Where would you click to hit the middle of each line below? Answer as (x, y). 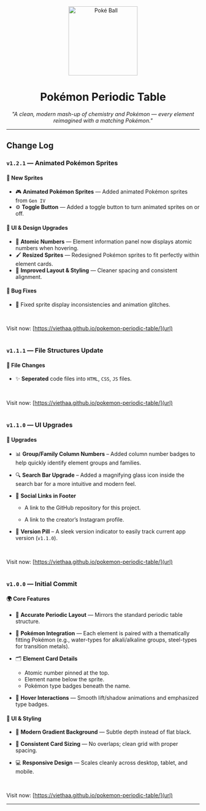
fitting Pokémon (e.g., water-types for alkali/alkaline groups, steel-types (106, 640)
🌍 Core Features (28, 599)
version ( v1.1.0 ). (36, 538)
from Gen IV (30, 201)
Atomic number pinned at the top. (67, 673)
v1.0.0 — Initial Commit (42, 584)
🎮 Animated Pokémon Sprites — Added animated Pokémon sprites (101, 192)
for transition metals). (42, 646)
